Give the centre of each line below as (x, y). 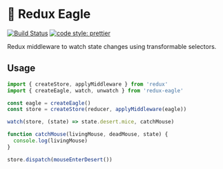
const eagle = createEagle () (49, 103)
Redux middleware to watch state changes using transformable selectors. (112, 46)
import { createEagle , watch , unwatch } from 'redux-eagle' (96, 90)
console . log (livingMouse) (51, 141)
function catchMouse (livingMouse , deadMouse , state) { (88, 135)
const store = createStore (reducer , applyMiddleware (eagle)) (97, 110)
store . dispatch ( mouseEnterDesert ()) (60, 159)
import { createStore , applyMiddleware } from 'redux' (88, 84)
